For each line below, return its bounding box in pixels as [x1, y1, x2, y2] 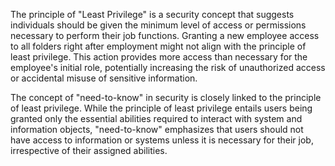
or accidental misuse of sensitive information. [10, 72, 198, 84]
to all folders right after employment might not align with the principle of [10, 40, 307, 52]
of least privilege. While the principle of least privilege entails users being [10, 102, 313, 114]
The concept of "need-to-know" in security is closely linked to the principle [10, 92, 322, 103]
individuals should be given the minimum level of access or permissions [10, 19, 307, 31]
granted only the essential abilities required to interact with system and [10, 113, 303, 124]
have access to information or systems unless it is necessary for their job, [10, 134, 314, 146]
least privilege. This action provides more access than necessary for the [10, 51, 308, 63]
